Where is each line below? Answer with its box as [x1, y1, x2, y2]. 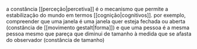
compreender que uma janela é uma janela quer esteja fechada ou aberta [6, 18, 186, 24]
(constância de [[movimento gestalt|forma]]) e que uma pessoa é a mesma [6, 24, 190, 31]
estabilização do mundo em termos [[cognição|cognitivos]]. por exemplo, [6, 12, 186, 19]
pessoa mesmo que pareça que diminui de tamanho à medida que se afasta [6, 30, 192, 37]
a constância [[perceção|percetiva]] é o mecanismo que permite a [6, 6, 169, 12]
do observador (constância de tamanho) [6, 37, 105, 43]
